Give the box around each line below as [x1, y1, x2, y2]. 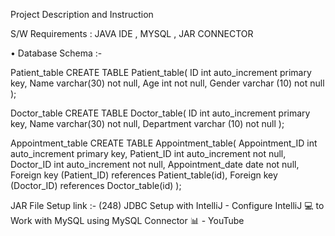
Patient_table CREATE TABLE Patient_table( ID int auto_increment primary [10, 67, 312, 78]
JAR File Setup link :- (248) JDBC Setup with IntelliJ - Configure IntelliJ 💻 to [10, 200, 325, 211]
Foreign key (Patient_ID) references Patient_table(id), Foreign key [10, 169, 278, 181]
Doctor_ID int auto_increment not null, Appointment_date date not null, [10, 159, 300, 170]
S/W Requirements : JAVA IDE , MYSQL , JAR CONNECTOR [10, 28, 254, 39]
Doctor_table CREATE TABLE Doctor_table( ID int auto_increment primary [10, 107, 311, 119]
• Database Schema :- [10, 47, 103, 59]
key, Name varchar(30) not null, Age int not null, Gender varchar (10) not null [10, 77, 325, 89]
